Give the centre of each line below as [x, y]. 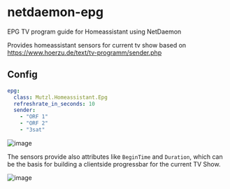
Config [22, 75]
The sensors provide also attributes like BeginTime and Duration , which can [115, 156]
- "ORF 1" [34, 117]
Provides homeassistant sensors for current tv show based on [97, 45]
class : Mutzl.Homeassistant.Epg [61, 97]
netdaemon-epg [55, 12]
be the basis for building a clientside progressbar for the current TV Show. [114, 164]
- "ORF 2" [34, 123]
